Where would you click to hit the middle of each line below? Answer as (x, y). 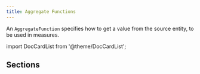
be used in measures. (33, 35)
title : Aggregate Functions (41, 12)
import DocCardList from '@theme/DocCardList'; (66, 46)
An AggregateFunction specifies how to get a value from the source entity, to (100, 28)
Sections (23, 65)
